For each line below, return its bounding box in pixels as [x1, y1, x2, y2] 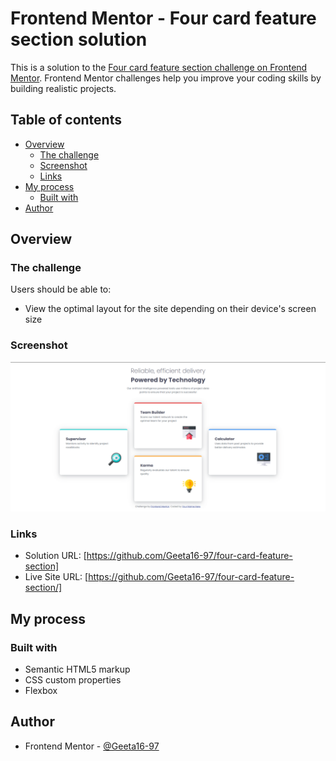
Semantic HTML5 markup [24, 663, 131, 675]
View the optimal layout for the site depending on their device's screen [24, 303, 317, 315]
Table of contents [10, 112, 122, 129]
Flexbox [24, 684, 58, 696]
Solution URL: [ [24, 550, 87, 562]
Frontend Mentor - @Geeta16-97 [24, 740, 160, 752]
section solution [10, 28, 148, 51]
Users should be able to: [10, 283, 112, 296]
